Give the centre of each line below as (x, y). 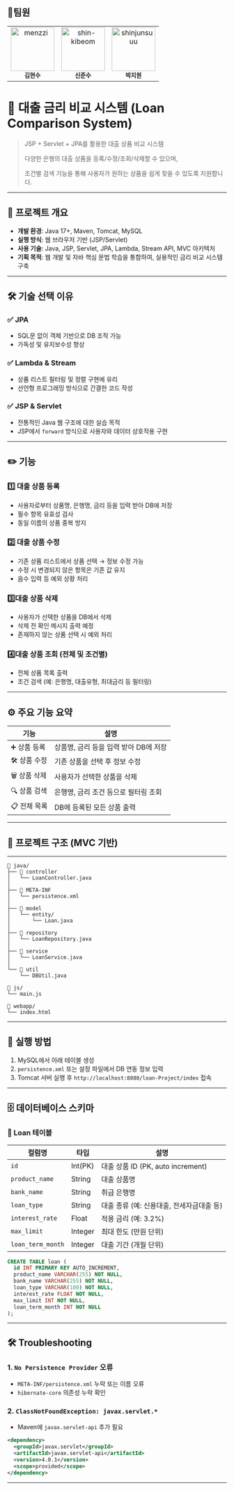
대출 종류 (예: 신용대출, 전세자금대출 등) (162, 1205)
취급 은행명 (118, 1192)
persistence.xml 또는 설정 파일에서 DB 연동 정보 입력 (90, 1068)
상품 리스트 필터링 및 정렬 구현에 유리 (68, 379)
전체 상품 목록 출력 (42, 673)
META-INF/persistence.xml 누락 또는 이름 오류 (81, 1384)
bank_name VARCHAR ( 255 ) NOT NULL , (63, 1281)
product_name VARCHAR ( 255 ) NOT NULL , (68, 1275)
